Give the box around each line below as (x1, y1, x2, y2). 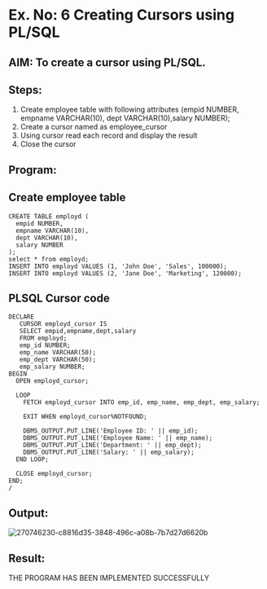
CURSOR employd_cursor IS (19, 320, 107, 328)
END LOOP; (15, 455, 49, 464)
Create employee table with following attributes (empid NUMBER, (20, 104, 239, 115)
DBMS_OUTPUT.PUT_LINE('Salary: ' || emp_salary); (23, 448, 195, 457)
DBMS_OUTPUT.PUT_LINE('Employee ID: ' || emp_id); (23, 427, 199, 435)
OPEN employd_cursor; (15, 377, 90, 385)
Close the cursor (20, 139, 77, 149)
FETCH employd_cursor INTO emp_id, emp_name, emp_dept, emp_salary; (23, 398, 260, 407)
